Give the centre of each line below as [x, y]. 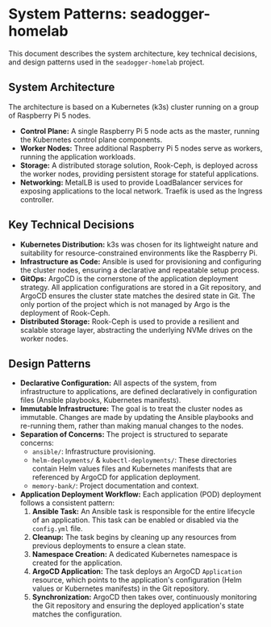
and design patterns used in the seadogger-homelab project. [106, 62]
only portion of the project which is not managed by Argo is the [125, 304]
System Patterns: [68, 14]
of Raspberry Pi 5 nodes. [50, 115]
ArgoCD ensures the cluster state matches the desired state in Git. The [138, 296]
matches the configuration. [77, 614]
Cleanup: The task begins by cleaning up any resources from [134, 538]
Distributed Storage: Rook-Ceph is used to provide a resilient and [129, 321]
